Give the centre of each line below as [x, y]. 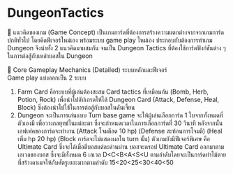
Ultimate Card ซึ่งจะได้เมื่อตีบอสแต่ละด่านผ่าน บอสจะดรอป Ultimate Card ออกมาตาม [121, 146]
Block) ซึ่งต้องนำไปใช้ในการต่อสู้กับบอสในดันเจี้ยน [76, 107]
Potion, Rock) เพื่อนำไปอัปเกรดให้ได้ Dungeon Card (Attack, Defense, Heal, [118, 99]
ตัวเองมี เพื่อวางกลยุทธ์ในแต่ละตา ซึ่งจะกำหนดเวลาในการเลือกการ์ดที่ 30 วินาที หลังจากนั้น [120, 123]
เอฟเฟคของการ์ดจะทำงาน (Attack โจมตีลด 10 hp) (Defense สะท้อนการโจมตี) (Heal [120, 131]
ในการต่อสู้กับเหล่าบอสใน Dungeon [50, 56]
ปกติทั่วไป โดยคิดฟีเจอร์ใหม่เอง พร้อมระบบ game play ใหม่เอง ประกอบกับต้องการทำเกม [110, 40]
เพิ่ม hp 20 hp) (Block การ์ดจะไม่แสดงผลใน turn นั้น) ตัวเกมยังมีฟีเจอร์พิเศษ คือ [114, 138]
